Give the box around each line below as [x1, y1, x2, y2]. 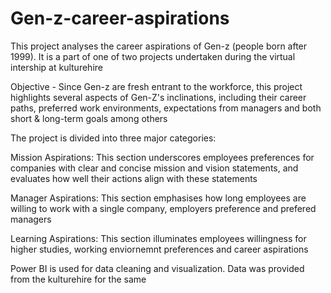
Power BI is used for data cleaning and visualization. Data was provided [10, 262, 305, 274]
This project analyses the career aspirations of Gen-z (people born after [10, 40, 308, 52]
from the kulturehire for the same [10, 273, 147, 285]
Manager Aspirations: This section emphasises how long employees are [10, 192, 307, 204]
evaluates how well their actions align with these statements [10, 172, 258, 184]
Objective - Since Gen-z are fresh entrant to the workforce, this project [10, 80, 303, 92]
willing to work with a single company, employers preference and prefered [10, 202, 317, 214]
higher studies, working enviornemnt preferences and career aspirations [10, 243, 309, 255]
